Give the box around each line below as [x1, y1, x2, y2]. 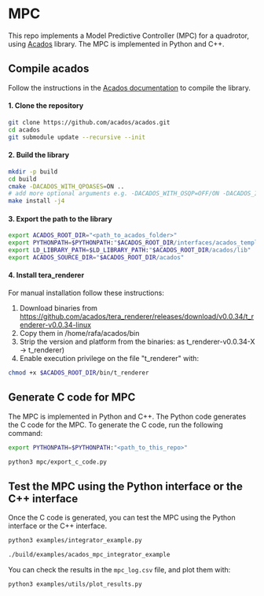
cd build [8, 175, 37, 183]
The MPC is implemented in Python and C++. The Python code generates [8, 412, 247, 421]
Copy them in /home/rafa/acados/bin [19, 329, 140, 338]
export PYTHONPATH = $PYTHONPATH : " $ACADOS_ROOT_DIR [8, 239, 174, 247]
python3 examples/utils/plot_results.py [8, 580, 143, 588]
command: [8, 428, 43, 438]
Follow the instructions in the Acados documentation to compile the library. [8, 83, 251, 92]
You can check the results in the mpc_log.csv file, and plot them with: [8, 565, 231, 575]
